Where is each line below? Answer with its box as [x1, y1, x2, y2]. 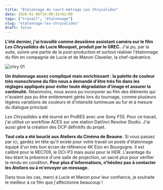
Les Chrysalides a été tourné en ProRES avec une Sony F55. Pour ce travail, [5, 114, 157, 120]
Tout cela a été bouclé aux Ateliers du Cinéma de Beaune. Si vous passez [5, 134, 155, 140]
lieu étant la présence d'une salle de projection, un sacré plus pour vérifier [5, 154, 154, 160]
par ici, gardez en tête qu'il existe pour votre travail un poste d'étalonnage [5, 139, 153, 145]
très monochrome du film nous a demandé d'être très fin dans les [5, 79, 140, 84]
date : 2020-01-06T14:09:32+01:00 [5, 12, 73, 17]
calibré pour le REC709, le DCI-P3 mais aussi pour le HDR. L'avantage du [5, 149, 151, 155]
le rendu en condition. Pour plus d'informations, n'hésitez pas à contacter [5, 160, 156, 166]
